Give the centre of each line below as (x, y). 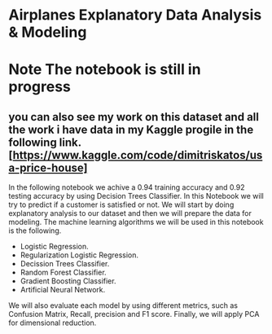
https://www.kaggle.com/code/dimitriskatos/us (138, 155)
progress (39, 87)
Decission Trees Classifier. (65, 264)
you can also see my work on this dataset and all (134, 117)
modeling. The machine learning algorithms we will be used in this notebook (136, 222)
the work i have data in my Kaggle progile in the (131, 129)
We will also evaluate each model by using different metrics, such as (123, 305)
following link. (45, 142)
